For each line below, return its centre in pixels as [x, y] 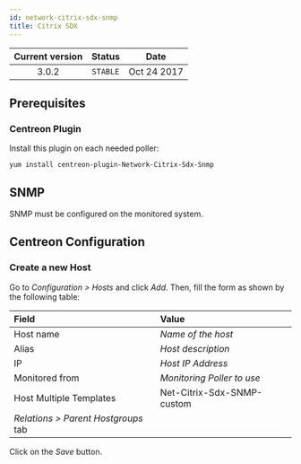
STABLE [106, 71]
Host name [37, 334]
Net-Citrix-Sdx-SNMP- [211, 392]
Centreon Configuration [77, 242]
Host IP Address [194, 363]
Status [106, 57]
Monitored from [47, 378]
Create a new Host [50, 267]
